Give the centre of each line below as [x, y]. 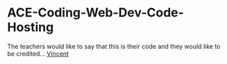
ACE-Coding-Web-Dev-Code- [95, 13]
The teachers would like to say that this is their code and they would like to [114, 46]
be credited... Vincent [38, 54]
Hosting [31, 27]
